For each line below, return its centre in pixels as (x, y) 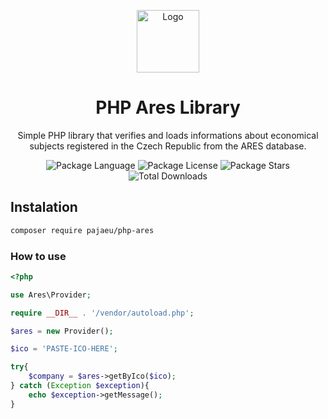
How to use (38, 256)
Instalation (44, 207)
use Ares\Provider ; (51, 295)
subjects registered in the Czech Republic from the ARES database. (168, 146)
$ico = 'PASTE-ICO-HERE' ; (64, 349)
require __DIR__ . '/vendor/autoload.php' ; (102, 313)
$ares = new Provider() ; (62, 331)
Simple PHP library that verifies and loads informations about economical (168, 135)
